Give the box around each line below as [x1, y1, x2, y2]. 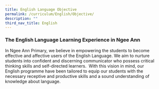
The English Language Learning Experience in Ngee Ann [5, 37, 141, 44]
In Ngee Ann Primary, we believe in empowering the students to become [5, 47, 150, 53]
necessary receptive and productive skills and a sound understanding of [5, 73, 150, 79]
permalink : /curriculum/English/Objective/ [5, 12, 95, 16]
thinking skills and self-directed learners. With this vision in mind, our [5, 63, 144, 69]
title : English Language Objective [5, 7, 77, 12]
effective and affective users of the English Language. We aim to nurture [5, 53, 150, 59]
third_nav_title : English [5, 20, 57, 26]
